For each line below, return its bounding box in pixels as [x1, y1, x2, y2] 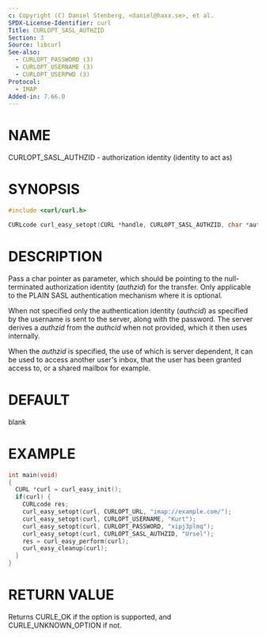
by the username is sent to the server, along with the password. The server [8, 314, 253, 324]
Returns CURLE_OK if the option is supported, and [8, 612, 172, 621]
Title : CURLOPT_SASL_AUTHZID [8, 26, 104, 34]
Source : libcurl [8, 41, 62, 49]
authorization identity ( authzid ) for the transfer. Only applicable [44, 282, 252, 291]
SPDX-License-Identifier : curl [8, 19, 112, 27]
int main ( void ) [8, 471, 59, 479]
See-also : [8, 48, 41, 56]
